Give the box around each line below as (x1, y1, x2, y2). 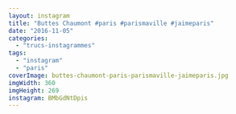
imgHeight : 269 (8, 86, 60, 95)
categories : (8, 34, 48, 43)
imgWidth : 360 (8, 79, 56, 87)
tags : (8, 49, 27, 57)
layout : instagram (8, 11, 70, 20)
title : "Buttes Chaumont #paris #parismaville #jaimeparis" (8, 19, 215, 27)
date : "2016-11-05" (8, 26, 74, 35)
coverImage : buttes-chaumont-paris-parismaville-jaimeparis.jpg (8, 71, 229, 79)
